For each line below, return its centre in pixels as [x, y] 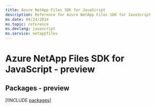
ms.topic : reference [27, 24]
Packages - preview [37, 88]
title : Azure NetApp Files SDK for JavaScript [55, 10]
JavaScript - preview [50, 69]
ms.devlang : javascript [30, 29]
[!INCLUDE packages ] [28, 100]
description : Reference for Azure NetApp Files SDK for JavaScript [78, 15]
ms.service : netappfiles [32, 33]
